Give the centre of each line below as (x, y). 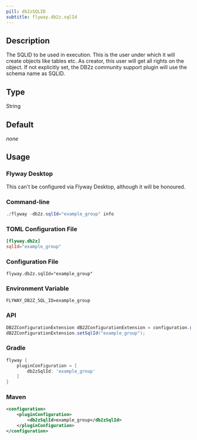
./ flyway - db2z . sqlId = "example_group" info (60, 214)
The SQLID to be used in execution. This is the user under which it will (91, 55)
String (13, 106)
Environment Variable (38, 289)
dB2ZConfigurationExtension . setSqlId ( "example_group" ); (76, 333)
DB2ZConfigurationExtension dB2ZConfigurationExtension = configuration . (98, 327)
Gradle (16, 348)
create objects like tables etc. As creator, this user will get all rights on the (95, 61)
